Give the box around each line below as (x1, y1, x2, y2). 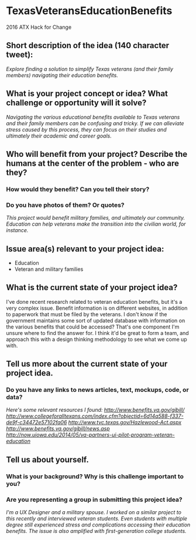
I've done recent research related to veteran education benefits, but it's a (6, 298, 183, 305)
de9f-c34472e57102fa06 (6, 419, 67, 426)
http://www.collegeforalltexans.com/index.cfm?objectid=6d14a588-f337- (6, 412, 184, 420)
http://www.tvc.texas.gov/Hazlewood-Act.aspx (68, 419, 182, 426)
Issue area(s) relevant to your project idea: (6, 244, 164, 254)
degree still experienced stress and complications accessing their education (6, 521, 191, 528)
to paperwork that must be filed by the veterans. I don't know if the (6, 310, 168, 318)
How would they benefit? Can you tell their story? (6, 185, 150, 193)
